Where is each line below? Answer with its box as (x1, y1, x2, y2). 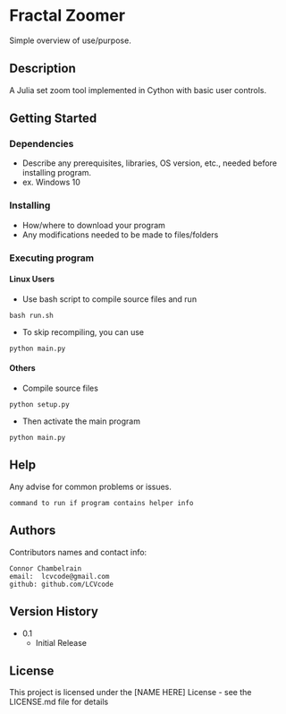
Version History (9, 604, 98, 619)
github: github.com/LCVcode (9, 580, 114, 589)
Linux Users (9, 274, 55, 285)
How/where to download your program (21, 219, 165, 230)
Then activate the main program (21, 416, 141, 426)
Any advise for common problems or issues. (9, 481, 172, 492)
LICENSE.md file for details (9, 696, 109, 708)
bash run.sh (9, 311, 54, 320)
